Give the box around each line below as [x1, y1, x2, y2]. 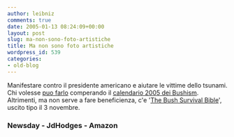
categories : [7, 56, 42, 63]
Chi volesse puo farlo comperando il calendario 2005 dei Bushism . [7, 88, 199, 97]
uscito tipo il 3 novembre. [7, 103, 80, 111]
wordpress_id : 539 [7, 49, 61, 56]
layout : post [7, 29, 45, 37]
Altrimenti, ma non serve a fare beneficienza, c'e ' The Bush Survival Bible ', [7, 95, 222, 104]
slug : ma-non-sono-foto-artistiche [7, 36, 111, 43]
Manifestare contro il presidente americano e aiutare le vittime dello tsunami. [7, 81, 228, 89]
